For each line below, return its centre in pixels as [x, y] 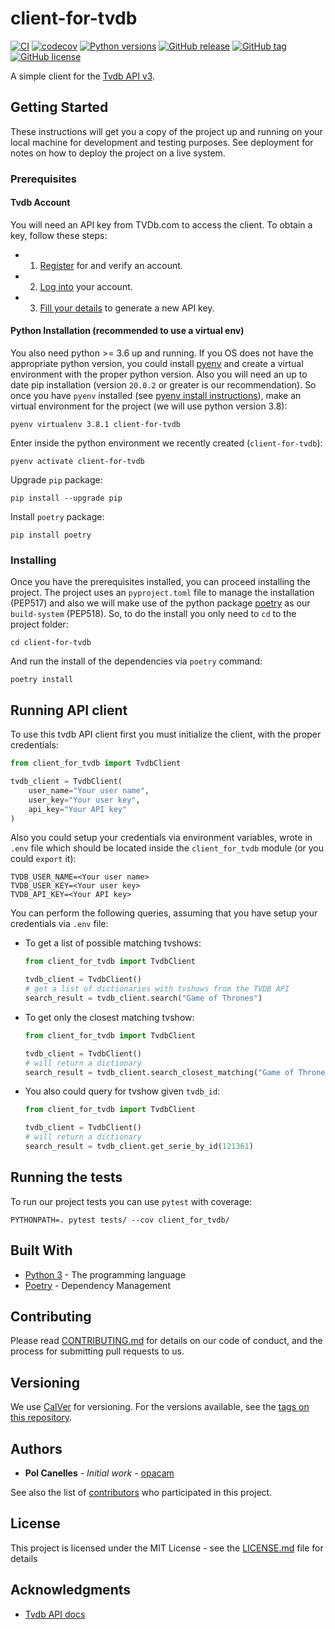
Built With [41, 1250]
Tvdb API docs [55, 1614]
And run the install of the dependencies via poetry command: [136, 661]
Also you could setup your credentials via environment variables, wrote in [161, 838]
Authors [36, 1448]
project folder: [39, 624]
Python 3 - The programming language [105, 1274]
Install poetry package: [57, 517]
